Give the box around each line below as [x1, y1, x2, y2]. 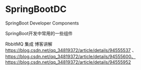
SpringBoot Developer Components [5, 20, 79, 26]
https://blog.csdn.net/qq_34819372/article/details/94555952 [5, 59, 131, 65]
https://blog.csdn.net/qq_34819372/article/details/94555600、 [5, 53, 136, 59]
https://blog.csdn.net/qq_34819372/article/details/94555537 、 [5, 47, 137, 53]
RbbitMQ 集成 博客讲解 [5, 41, 53, 47]
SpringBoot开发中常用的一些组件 [5, 30, 73, 36]
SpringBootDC [5, 3, 67, 15]
